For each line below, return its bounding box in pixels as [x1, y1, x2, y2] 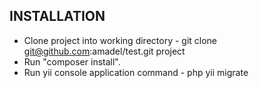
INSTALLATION [9, 8, 106, 25]
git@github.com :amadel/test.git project [23, 45, 186, 57]
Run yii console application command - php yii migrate [23, 66, 249, 78]
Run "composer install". [23, 55, 121, 68]
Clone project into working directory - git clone [23, 34, 218, 46]
